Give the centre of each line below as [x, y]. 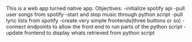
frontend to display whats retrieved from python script [90, 33]
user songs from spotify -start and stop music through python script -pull [95, 14]
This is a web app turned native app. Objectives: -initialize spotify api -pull [96, 8]
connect [16, 26]
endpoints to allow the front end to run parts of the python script [105, 26]
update [15, 33]
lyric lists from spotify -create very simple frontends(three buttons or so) [94, 20]
